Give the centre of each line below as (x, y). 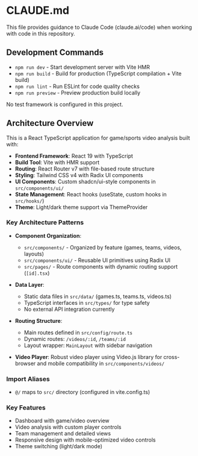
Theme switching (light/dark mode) (59, 446)
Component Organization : (48, 236)
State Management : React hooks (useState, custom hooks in (91, 194)
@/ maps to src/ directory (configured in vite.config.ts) (82, 392)
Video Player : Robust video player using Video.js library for (88, 357)
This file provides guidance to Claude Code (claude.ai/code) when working (99, 27)
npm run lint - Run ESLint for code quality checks (77, 86)
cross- (172, 357)
